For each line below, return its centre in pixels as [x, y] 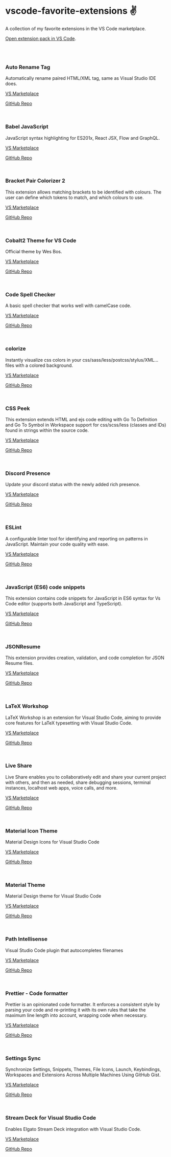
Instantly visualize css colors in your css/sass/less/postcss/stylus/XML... [82, 360]
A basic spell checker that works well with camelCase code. [68, 305]
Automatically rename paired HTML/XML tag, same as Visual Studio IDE [81, 78]
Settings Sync [23, 1058]
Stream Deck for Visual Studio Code [51, 1118]
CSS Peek [18, 408]
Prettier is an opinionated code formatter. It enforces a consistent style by [83, 1004]
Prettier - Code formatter [37, 993]
